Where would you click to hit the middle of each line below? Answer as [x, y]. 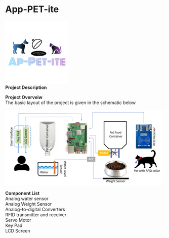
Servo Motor [18, 220]
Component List [23, 193]
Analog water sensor [27, 199]
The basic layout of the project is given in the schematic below [70, 103]
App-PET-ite [32, 9]
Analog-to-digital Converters [35, 209]
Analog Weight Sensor [29, 204]
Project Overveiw [24, 97]
